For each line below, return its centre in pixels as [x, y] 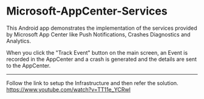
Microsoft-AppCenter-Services [87, 11]
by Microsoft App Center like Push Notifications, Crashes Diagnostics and [98, 34]
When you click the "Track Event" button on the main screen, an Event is [97, 52]
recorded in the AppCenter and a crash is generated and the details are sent [102, 59]
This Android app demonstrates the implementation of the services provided [102, 28]
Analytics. [19, 41]
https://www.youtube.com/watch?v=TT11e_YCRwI [69, 89]
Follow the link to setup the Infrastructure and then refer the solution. [92, 83]
